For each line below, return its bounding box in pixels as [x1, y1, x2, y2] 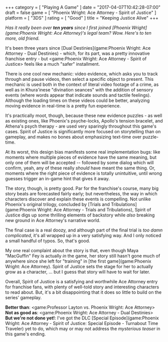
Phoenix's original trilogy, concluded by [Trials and [5, 201, 110, 207]
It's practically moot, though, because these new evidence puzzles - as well [5, 112, 162, 119]
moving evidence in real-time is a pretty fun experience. [5, 103, 121, 108]
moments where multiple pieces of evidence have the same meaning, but [5, 154, 157, 160]
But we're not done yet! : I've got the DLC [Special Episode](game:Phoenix [5, 315, 159, 321]
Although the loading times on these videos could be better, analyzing [5, 97, 150, 103]
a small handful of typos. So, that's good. [5, 238, 90, 244]
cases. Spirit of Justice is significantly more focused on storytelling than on [5, 129, 161, 135]
